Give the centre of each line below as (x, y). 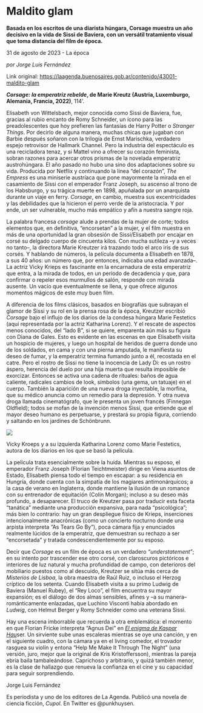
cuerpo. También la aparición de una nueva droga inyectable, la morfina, (97, 388)
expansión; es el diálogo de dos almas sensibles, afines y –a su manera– (97, 597)
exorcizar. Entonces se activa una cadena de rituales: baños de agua (92, 375)
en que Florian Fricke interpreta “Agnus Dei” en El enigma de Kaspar (92, 628)
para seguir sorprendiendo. (40, 673)
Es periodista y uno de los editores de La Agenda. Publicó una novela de (97, 697)
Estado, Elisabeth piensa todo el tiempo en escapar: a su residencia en (95, 475)
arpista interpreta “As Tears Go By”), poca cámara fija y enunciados (91, 527)
